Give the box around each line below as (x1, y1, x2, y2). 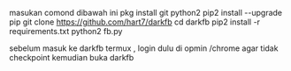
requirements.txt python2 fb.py (9, 26, 123, 36)
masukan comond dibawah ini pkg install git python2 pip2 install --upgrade (9, 8, 283, 18)
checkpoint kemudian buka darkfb (9, 53, 134, 62)
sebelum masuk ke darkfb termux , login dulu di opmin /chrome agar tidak (9, 43, 279, 53)
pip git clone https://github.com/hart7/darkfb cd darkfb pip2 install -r (9, 17, 261, 27)
